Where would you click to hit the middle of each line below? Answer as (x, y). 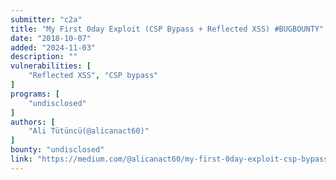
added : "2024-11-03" (53, 47)
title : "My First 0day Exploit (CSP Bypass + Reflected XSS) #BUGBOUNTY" (167, 29)
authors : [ (33, 122)
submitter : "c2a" (46, 19)
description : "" (44, 57)
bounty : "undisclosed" (57, 150)
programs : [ (35, 94)
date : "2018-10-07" (51, 38)
